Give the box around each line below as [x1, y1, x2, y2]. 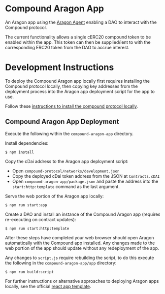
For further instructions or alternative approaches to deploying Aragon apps [5, 278, 159, 284]
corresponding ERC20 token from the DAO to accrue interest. [5, 44, 130, 50]
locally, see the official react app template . [5, 283, 91, 289]
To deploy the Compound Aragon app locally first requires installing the [5, 78, 150, 84]
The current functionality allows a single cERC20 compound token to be [5, 34, 151, 40]
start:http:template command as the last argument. [12, 183, 120, 190]
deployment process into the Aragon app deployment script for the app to [5, 88, 155, 94]
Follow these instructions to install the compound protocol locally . [5, 103, 138, 109]
